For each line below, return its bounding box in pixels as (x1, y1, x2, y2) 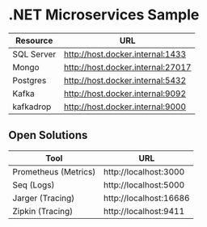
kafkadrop (12, 101, 52, 112)
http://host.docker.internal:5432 (63, 74, 187, 86)
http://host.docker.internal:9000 (63, 101, 187, 112)
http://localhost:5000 (103, 179, 185, 191)
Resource (15, 35, 53, 46)
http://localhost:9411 (103, 205, 185, 216)
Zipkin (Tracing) (12, 205, 74, 216)
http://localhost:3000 (103, 166, 185, 177)
